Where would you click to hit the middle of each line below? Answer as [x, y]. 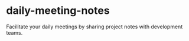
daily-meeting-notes [58, 11]
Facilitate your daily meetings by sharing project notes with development [94, 27]
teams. [14, 32]
